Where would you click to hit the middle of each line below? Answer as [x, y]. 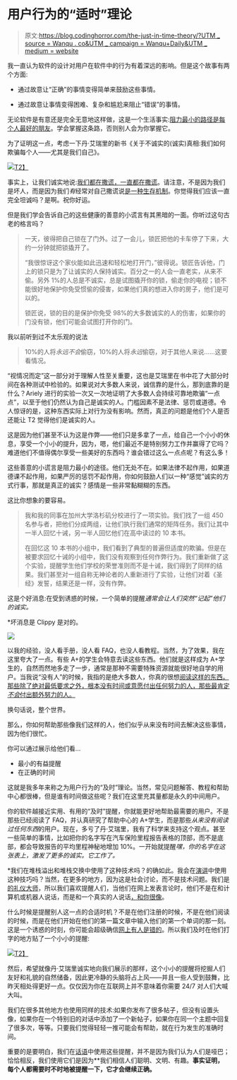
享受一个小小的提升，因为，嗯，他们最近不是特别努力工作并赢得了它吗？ [124, 443]
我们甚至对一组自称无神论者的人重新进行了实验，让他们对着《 [127, 574]
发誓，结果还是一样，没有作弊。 [84, 583]
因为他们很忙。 [29, 733]
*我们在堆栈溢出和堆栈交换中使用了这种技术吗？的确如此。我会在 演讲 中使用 [117, 870]
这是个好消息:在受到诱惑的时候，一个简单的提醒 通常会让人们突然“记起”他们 [116, 598]
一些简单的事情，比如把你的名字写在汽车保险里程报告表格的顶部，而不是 [112, 838]
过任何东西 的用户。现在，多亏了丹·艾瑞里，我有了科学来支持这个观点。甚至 [116, 828]
